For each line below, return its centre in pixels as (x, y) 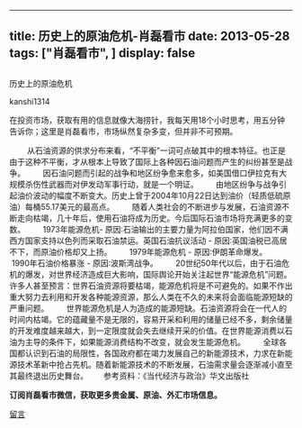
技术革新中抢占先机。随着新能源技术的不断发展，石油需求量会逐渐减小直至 (155, 364)
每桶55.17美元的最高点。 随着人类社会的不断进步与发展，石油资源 (153, 206)
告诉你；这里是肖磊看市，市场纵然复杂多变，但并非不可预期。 (124, 131)
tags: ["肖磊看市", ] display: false (102, 54)
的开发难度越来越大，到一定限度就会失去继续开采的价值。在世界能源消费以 (147, 331)
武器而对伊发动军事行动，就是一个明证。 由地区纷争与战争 (164, 184)
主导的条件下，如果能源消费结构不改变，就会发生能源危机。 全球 (152, 341)
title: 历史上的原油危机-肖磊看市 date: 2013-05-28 (150, 36)
